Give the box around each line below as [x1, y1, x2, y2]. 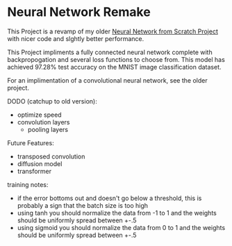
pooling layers [27, 125, 68, 133]
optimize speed [17, 110, 62, 119]
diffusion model [17, 159, 63, 167]
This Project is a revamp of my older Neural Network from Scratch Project [7, 27, 219, 35]
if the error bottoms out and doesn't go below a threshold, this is [17, 194, 202, 202]
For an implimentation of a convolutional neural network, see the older [7, 76, 208, 84]
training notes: [7, 180, 49, 188]
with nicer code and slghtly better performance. [7, 34, 144, 42]
